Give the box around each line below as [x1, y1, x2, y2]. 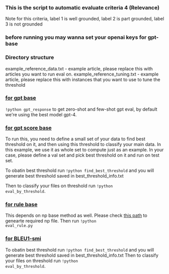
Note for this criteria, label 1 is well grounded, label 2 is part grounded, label [5, 16, 164, 22]
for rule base [5, 201, 38, 208]
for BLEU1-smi [5, 235, 41, 242]
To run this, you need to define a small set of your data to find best [5, 136, 146, 142]
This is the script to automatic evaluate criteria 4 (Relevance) [5, 4, 160, 11]
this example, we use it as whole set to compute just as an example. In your [5, 147, 164, 153]
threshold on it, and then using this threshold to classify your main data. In [5, 141, 161, 147]
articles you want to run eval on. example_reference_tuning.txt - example [5, 71, 159, 77]
